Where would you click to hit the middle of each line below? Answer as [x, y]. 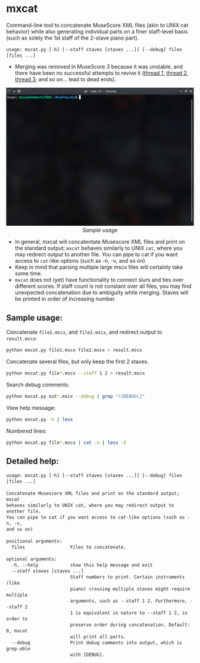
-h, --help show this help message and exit [82, 565]
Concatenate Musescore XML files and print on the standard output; [93, 494]
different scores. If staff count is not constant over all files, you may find [103, 286]
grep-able [18, 649]
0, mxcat [17, 631]
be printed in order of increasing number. [65, 299]
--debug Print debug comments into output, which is [97, 643]
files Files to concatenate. [69, 547]
